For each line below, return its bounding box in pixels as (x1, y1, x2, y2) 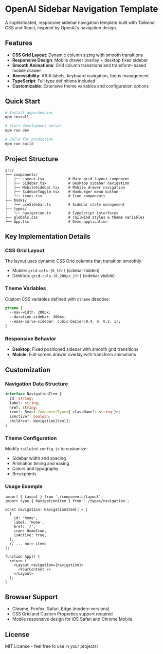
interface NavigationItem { (5, 391, 62, 396)
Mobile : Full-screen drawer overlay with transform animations (12, 352, 136, 358)
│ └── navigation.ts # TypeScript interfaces (5, 211, 119, 215)
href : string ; (9, 405, 38, 410)
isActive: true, (14, 532, 47, 538)
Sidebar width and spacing (12, 455, 66, 461)
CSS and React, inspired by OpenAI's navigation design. (5, 24, 118, 30)
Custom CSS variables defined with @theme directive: (5, 296, 110, 302)
